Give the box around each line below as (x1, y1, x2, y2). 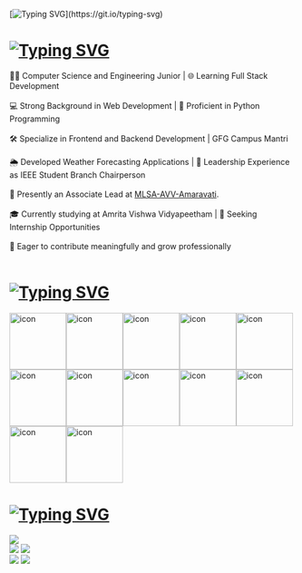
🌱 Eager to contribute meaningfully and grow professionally (9, 240, 231, 251)
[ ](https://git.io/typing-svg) (9, 9, 163, 19)
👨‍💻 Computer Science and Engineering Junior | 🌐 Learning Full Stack (9, 70, 268, 81)
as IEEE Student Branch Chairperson (9, 169, 146, 180)
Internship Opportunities (9, 221, 101, 232)
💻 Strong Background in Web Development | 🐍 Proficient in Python (9, 100, 260, 111)
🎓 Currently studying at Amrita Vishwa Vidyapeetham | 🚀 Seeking (9, 209, 258, 219)
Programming (9, 113, 61, 124)
